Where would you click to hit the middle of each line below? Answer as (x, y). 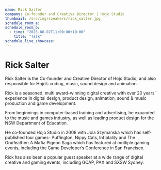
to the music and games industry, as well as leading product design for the (80, 118)
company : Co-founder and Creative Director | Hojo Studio (65, 14)
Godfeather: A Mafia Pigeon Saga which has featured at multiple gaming (77, 142)
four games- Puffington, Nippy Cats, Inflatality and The (81, 137)
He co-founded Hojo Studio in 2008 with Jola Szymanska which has (73, 132)
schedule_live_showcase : (30, 41)
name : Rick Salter (24, 9)
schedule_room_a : (23, 23)
